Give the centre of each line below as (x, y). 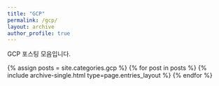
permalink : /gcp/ (33, 20)
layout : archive (31, 27)
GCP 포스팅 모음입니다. (39, 54)
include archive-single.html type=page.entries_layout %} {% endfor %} (110, 76)
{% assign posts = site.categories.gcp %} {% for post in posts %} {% (107, 68)
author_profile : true (39, 33)
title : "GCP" (26, 14)
